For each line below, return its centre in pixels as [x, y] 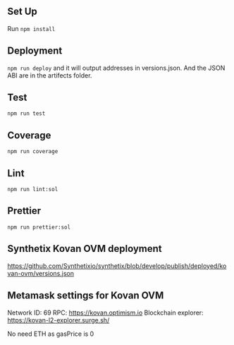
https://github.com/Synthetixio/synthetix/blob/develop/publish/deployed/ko [117, 266]
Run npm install [31, 28]
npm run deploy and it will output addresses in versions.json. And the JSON [116, 68]
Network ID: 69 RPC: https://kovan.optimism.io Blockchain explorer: [105, 313]
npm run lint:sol [33, 190]
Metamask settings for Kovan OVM [86, 296]
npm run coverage [33, 152]
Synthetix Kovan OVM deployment [85, 249]
